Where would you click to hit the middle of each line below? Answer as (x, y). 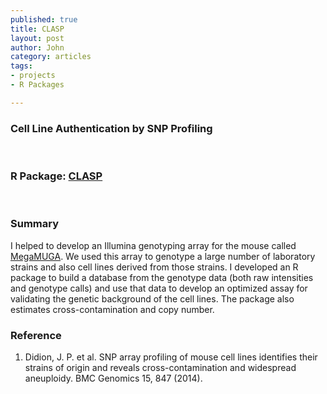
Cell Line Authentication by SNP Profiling (111, 128)
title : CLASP (37, 29)
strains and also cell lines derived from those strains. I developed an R (154, 267)
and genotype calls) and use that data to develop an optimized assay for (159, 288)
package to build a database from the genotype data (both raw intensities (162, 277)
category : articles (51, 57)
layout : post (37, 38)
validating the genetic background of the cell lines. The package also (152, 298)
